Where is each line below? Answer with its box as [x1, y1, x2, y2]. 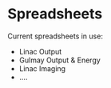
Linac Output [18, 46, 62, 56]
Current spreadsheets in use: [7, 31, 103, 41]
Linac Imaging [18, 63, 65, 73]
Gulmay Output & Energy [18, 55, 101, 65]
